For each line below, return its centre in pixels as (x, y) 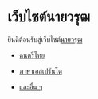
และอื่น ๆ (31, 86)
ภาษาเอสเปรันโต (41, 70)
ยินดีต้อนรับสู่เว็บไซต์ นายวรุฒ (45, 39)
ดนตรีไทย (32, 55)
